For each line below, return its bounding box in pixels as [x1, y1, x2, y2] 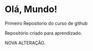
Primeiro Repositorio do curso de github [5, 20, 88, 26]
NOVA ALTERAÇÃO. [5, 39, 46, 46]
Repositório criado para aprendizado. [5, 30, 82, 36]
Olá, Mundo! [5, 4, 58, 15]
